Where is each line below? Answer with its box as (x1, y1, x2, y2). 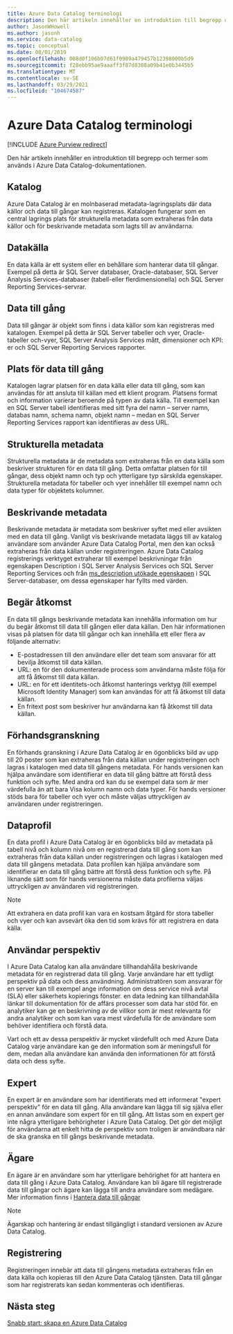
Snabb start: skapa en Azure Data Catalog (7, 1319, 128, 1327)
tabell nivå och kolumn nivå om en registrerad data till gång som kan (7, 846, 202, 854)
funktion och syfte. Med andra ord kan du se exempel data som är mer (7, 778, 209, 786)
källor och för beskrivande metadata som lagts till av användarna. (7, 221, 194, 230)
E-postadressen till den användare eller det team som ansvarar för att (17, 650, 216, 659)
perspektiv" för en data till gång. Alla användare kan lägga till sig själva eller (7, 1103, 223, 1111)
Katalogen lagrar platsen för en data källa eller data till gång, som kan (7, 382, 205, 390)
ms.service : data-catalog (7, 36, 82, 43)
